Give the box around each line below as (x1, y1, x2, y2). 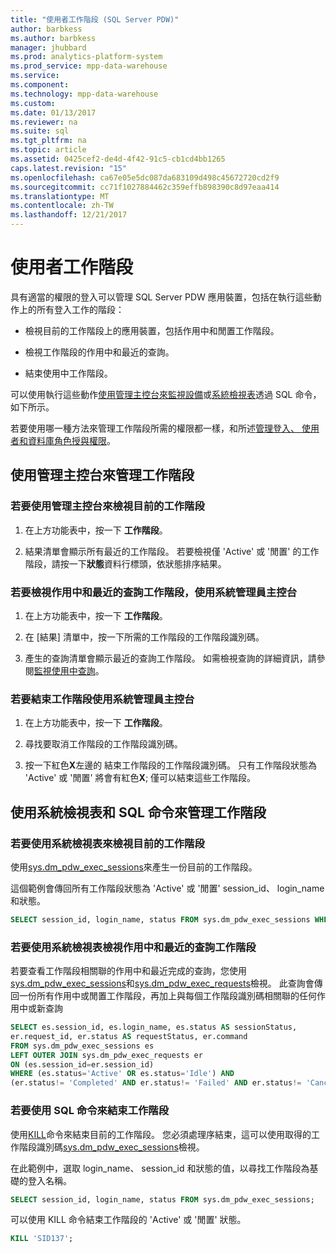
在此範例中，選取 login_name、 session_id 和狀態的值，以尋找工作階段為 (10, 1162, 310, 1174)
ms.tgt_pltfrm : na (10, 136, 87, 146)
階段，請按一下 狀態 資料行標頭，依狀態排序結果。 (24, 557, 227, 570)
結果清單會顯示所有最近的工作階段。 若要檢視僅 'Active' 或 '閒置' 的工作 (24, 545, 320, 557)
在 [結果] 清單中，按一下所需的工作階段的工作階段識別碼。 (24, 631, 265, 643)
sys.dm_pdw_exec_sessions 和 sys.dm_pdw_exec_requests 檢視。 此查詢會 (10, 977, 315, 990)
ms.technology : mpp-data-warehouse (10, 89, 159, 99)
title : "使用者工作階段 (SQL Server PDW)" (10, 14, 180, 25)
